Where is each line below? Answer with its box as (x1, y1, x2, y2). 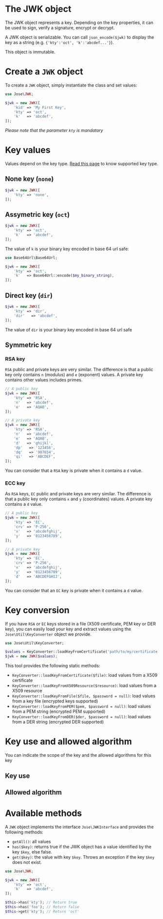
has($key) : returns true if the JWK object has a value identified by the (12, 844, 152, 850)
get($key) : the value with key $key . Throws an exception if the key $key (12, 854, 155, 860)
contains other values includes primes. (5, 377, 83, 383)
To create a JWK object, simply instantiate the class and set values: (5, 82, 137, 88)
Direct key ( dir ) (5, 291, 53, 299)
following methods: (5, 829, 44, 835)
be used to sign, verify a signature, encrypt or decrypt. (5, 24, 115, 30)
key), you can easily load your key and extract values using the (5, 626, 131, 632)
